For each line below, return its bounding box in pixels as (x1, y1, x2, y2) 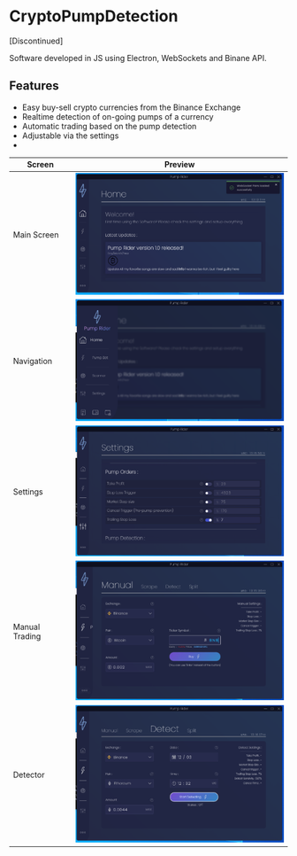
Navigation (12, 355, 53, 366)
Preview (164, 160, 195, 170)
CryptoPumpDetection (9, 6, 179, 27)
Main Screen (12, 229, 59, 240)
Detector (12, 769, 45, 781)
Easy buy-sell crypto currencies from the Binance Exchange (21, 102, 241, 113)
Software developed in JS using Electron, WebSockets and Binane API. (9, 52, 267, 63)
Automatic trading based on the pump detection (21, 121, 197, 131)
